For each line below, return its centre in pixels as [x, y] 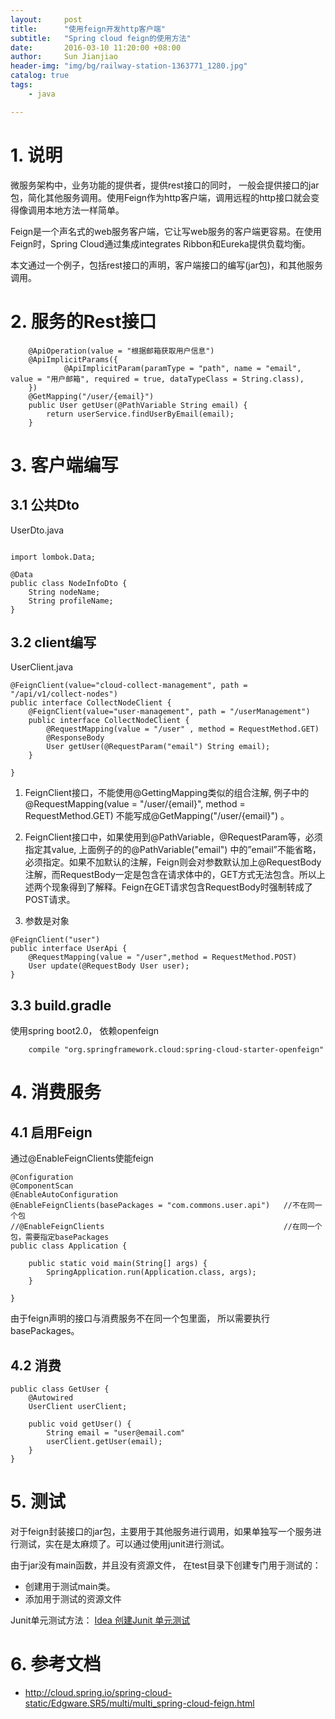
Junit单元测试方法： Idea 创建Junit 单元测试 [100, 1620]
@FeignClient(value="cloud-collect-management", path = [129, 686]
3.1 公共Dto [45, 505]
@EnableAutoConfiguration [64, 1195]
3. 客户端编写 [64, 465]
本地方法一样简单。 [84, 210]
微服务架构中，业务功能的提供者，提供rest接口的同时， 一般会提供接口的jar [165, 185]
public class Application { [69, 1246]
